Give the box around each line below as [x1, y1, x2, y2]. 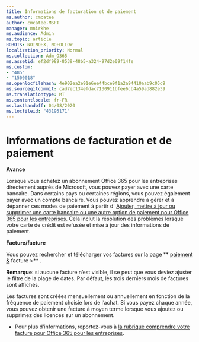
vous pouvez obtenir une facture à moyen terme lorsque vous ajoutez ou [6, 305, 184, 312]
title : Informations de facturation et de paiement [6, 8, 136, 15]
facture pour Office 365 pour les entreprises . [14, 330, 124, 337]
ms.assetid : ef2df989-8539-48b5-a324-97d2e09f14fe [6, 58, 134, 64]
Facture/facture [6, 239, 46, 246]
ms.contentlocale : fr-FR [6, 97, 68, 103]
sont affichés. [6, 281, 40, 289]
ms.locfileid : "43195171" [6, 108, 70, 114]
